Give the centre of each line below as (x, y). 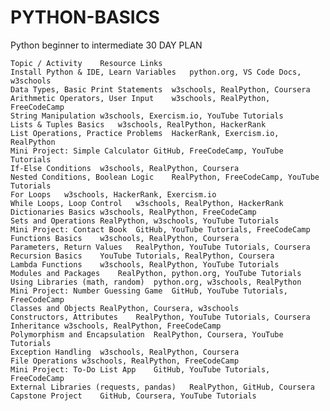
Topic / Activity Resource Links (86, 63)
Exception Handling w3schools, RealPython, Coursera (125, 352)
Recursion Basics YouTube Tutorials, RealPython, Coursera (142, 256)
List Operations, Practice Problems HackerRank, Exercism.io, (145, 133)
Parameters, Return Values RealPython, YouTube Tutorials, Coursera (160, 247)
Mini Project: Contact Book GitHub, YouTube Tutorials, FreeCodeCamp (160, 229)
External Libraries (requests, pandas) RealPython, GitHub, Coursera (162, 387)
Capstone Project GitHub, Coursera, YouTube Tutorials (133, 396)
